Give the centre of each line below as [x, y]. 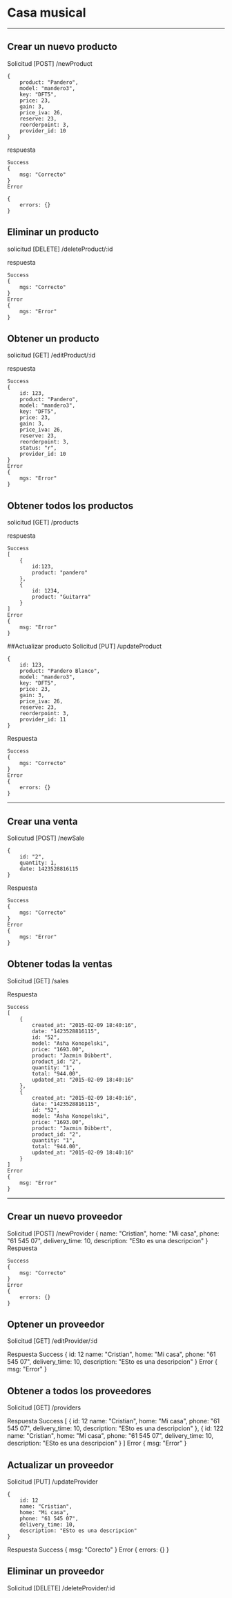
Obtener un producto [53, 339]
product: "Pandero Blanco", [60, 671]
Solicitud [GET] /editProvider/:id [52, 1341]
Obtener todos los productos [70, 506]
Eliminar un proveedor [56, 1571]
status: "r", [38, 448]
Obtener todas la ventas [60, 964]
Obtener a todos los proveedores [79, 1391]
